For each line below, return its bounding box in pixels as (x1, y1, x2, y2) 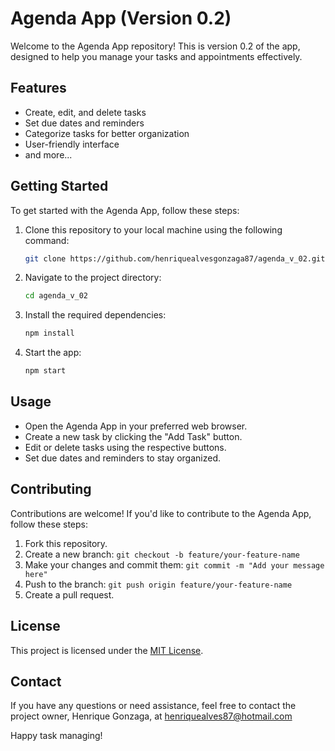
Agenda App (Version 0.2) (10, 7, 232, 30)
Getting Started (10, 178, 109, 195)
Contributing (10, 481, 92, 498)
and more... (24, 148, 73, 161)
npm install (24, 328, 75, 339)
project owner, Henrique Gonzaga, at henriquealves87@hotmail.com (10, 710, 293, 722)
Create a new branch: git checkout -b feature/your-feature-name (24, 548, 300, 560)
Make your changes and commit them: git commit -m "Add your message (24, 558, 325, 571)
